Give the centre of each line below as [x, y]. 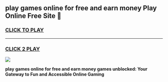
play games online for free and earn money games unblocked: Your [76, 69]
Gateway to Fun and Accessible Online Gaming [55, 74]
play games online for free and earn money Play [81, 8]
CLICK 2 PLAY [22, 49]
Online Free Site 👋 [33, 16]
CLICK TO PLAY [24, 30]
